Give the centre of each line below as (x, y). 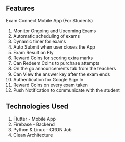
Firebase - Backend (34, 124)
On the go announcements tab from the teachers (65, 68)
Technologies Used (37, 107)
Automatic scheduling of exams (46, 36)
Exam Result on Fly (33, 52)
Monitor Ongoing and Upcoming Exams (55, 31)
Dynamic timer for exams (40, 41)
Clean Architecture (33, 135)
